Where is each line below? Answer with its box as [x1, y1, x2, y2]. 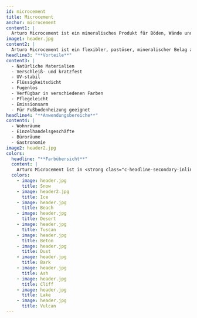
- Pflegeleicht [11, 96, 49, 102]
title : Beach [21, 205, 54, 211]
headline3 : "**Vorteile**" [6, 52, 72, 58]
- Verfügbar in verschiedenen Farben [11, 90, 104, 96]
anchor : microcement [6, 19, 57, 25]
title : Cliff [21, 281, 54, 287]
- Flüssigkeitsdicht [11, 80, 62, 86]
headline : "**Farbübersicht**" [11, 156, 88, 162]
